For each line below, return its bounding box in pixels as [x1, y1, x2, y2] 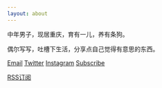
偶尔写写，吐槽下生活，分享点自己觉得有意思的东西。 [7, 44, 159, 53]
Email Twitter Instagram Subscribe [7, 58, 105, 67]
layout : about [7, 10, 48, 17]
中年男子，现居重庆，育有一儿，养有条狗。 [7, 30, 129, 38]
